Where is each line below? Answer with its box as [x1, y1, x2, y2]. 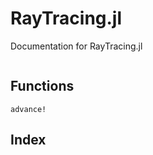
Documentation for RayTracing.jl [10, 40, 143, 52]
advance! [10, 104, 47, 114]
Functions [10, 78, 75, 95]
